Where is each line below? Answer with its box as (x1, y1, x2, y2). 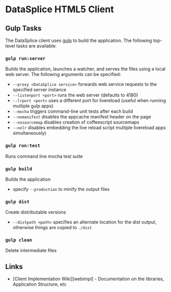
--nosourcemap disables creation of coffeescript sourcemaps (12, 119, 139, 126)
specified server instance (12, 87, 66, 93)
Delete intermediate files (5, 248, 57, 254)
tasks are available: (16, 43, 57, 49)
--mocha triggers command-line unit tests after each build (12, 108, 133, 114)
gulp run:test (5, 143, 40, 149)
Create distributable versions (5, 209, 66, 215)
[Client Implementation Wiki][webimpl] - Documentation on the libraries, (12, 276, 164, 282)
